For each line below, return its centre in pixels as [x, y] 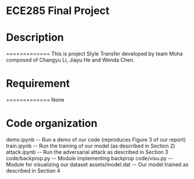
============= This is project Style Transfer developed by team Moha [94, 54]
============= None [35, 100]
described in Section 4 [33, 171]
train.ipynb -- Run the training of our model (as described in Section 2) [91, 146]
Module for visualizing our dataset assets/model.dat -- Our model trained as [97, 164]
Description [35, 38]
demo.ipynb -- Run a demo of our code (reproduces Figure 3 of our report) [96, 140]
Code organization [52, 123]
